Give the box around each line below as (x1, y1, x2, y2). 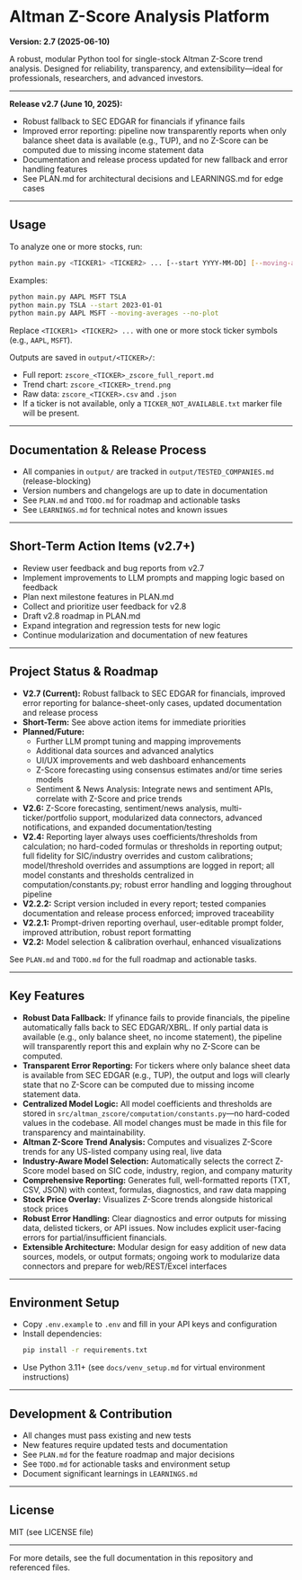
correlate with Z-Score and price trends (35, 793, 182, 804)
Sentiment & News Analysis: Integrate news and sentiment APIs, (35, 783, 273, 794)
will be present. (22, 407, 80, 419)
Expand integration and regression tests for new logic (22, 620, 221, 630)
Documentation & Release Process (9, 442, 207, 458)
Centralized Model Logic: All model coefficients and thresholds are (22, 1098, 272, 1109)
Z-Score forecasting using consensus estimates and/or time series (35, 764, 283, 775)
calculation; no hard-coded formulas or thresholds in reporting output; (22, 841, 283, 852)
